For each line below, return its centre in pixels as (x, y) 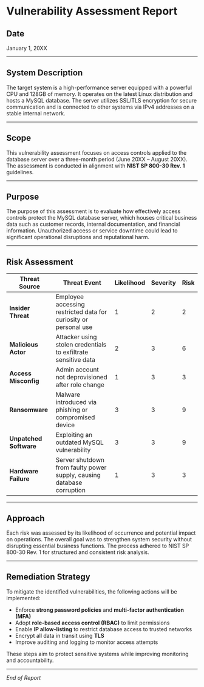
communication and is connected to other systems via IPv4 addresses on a (100, 107)
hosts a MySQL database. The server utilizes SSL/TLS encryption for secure (102, 100)
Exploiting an (74, 435)
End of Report (24, 677)
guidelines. (20, 172)
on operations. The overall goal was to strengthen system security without (99, 540)
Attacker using (76, 337)
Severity (163, 283)
